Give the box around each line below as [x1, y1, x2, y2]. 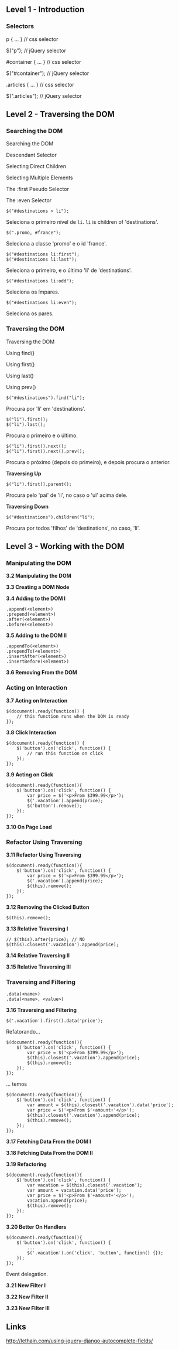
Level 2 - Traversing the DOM [6, 110, 115, 120]
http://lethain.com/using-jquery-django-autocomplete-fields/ [6, 1337, 153, 1344]
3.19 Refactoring [6, 1161, 47, 1168]
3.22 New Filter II [6, 1293, 49, 1300]
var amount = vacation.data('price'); [27, 1188, 122, 1194]
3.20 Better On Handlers [6, 1223, 67, 1230]
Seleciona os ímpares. [6, 288, 60, 295]
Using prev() [6, 383, 36, 390]
